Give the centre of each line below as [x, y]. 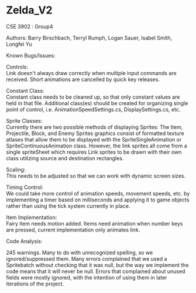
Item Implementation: [32, 217]
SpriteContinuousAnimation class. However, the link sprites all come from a [97, 146]
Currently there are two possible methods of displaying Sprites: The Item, [94, 127]
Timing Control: [25, 187]
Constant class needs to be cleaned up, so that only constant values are [93, 97]
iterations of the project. [35, 284]
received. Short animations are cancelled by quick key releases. [83, 79]
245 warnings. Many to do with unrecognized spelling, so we [80, 252]
